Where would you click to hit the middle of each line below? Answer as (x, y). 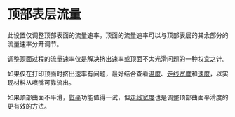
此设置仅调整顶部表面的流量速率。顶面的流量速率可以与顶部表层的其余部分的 (118, 35)
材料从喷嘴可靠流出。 (44, 82)
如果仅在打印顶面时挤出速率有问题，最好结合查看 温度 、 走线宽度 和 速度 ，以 (115, 74)
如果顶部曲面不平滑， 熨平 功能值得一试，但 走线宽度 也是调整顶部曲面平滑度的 (118, 97)
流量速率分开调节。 (35, 43)
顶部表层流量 (45, 14)
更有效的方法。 (29, 106)
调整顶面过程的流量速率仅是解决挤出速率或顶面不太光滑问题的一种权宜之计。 (118, 58)
